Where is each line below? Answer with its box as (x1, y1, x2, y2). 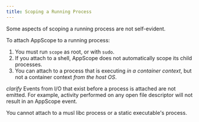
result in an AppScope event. (6, 98, 77, 105)
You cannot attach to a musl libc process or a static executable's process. (6, 109, 188, 116)
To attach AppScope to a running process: (6, 36, 110, 43)
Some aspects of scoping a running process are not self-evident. (6, 25, 166, 32)
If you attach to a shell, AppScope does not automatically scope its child (14, 54, 192, 61)
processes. (14, 61, 43, 68)
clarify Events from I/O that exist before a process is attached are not (6, 85, 176, 92)
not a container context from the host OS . (14, 73, 117, 80)
